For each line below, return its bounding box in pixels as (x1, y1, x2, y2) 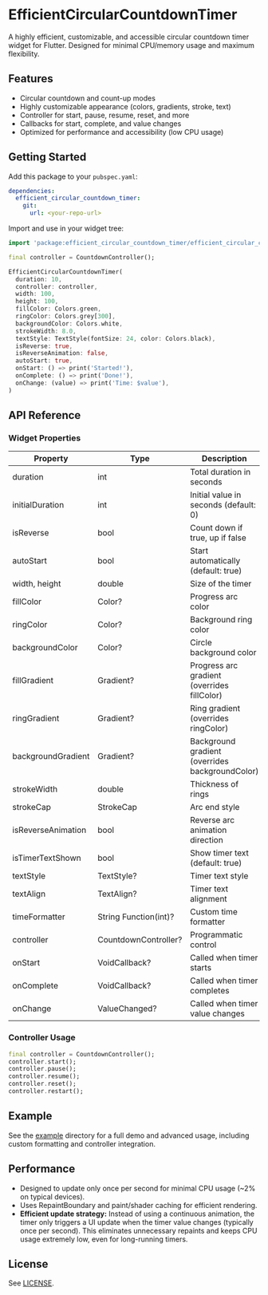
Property (33, 453, 69, 464)
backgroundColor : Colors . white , (15, 319, 124, 328)
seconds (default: (190, 499, 257, 511)
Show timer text (190, 847, 250, 859)
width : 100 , (15, 290, 56, 298)
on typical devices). (19, 1191, 85, 1202)
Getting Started (8, 150, 87, 164)
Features (8, 72, 53, 85)
